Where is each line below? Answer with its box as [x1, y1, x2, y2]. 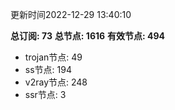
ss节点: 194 [24, 64, 72, 75]
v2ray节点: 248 [24, 76, 88, 88]
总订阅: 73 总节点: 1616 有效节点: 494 [10, 30, 166, 42]
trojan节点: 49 [24, 51, 83, 63]
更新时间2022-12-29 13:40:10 [10, 9, 132, 20]
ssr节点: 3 [24, 89, 67, 100]
